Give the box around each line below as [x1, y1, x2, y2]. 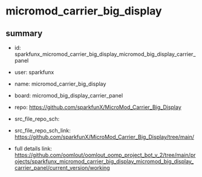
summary [5, 28, 43, 39]
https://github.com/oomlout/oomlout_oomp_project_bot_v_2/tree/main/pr [14, 152, 196, 158]
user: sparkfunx [14, 69, 54, 76]
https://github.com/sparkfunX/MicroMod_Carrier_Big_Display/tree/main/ [14, 134, 195, 140]
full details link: [14, 145, 53, 152]
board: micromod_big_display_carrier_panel [14, 92, 123, 99]
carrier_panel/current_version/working [14, 164, 110, 171]
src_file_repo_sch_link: [14, 127, 71, 134]
